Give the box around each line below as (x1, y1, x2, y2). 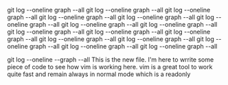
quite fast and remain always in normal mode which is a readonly (7, 70, 191, 78)
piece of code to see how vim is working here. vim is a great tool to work (7, 63, 213, 71)
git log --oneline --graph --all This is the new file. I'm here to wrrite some (7, 56, 214, 64)
